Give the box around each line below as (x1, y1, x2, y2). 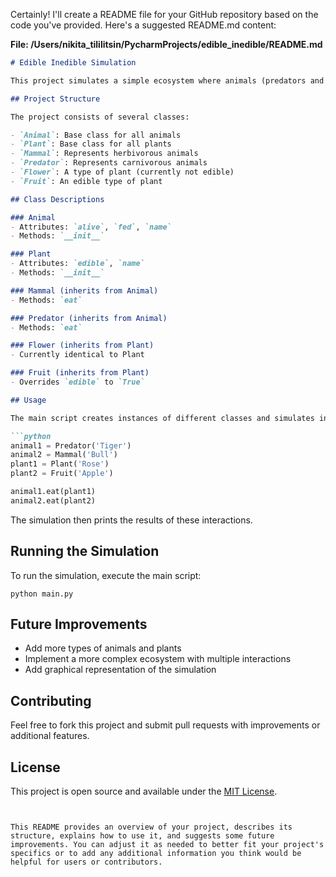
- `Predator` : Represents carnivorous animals (10, 158, 208, 168)
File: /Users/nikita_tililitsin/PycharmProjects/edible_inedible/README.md (10, 39, 323, 50)
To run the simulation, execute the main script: (10, 569, 202, 581)
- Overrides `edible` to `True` (10, 377, 145, 387)
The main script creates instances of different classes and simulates (10, 413, 315, 423)
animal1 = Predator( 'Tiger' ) (10, 440, 132, 451)
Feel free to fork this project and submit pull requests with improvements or (10, 719, 321, 731)
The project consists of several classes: (10, 112, 190, 122)
